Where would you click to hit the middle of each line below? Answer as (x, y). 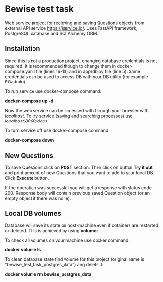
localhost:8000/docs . (27, 121)
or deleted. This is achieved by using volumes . (52, 231)
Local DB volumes (33, 213)
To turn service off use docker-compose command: (57, 130)
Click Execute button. (27, 178)
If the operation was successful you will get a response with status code (78, 187)
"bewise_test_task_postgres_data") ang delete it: (54, 265)
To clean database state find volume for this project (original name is (75, 259)
